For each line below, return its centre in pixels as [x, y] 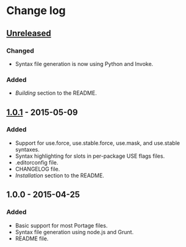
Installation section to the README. [60, 175]
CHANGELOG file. [38, 169]
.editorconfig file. [37, 162]
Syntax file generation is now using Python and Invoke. [84, 64]
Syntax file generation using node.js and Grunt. [74, 232]
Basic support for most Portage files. [61, 225]
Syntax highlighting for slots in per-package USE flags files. [90, 156]
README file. [32, 238]
